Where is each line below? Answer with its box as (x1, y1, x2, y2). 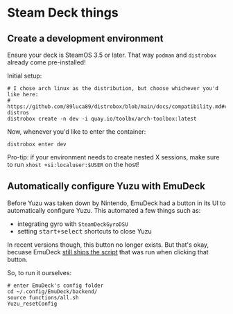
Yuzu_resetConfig (7, 300, 58, 307)
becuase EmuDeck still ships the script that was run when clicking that (7, 247, 209, 256)
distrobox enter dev (7, 141, 67, 148)
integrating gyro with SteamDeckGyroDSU (17, 220, 128, 228)
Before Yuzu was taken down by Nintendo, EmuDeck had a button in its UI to (7, 199, 226, 207)
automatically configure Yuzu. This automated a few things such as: (7, 206, 201, 214)
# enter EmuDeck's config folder (7, 282, 104, 289)
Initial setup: (7, 71, 42, 80)
